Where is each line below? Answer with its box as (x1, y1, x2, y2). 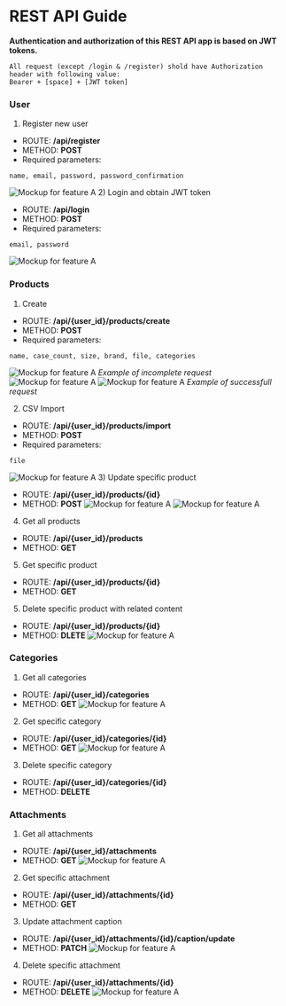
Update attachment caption (21, 916, 122, 927)
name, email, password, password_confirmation (9, 171, 184, 181)
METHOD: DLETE (21, 630, 86, 641)
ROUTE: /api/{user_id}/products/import (21, 420, 171, 431)
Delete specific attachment (21, 960, 121, 971)
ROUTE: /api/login (21, 204, 90, 215)
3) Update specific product (97, 472, 197, 483)
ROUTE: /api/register (21, 136, 101, 146)
